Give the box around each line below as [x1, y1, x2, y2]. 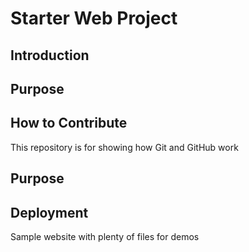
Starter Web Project [10, 7, 178, 30]
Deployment [10, 204, 89, 221]
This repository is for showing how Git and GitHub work [10, 141, 239, 153]
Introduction [10, 47, 90, 64]
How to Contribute [10, 115, 128, 132]
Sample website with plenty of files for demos [10, 230, 200, 242]
